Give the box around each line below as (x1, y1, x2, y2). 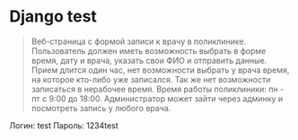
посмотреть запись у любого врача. (31, 102, 171, 113)
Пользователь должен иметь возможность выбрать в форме (31, 45, 267, 56)
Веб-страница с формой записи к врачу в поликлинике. (31, 36, 247, 47)
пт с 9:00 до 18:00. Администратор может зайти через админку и (31, 92, 284, 104)
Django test (9, 6, 97, 27)
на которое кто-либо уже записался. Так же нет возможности (31, 74, 271, 84)
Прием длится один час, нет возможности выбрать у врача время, (31, 65, 290, 75)
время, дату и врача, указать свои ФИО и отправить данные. (31, 55, 267, 66)
